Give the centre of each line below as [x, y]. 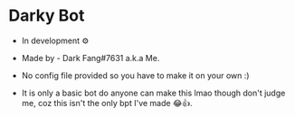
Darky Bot [47, 16]
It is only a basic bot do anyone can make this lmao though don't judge [153, 93]
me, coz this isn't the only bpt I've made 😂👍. [107, 103]
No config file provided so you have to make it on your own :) [135, 75]
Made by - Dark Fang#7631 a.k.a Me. [90, 58]
